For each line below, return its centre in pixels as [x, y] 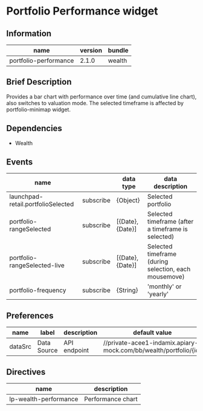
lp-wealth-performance [44, 399]
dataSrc [21, 347]
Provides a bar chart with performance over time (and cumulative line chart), [101, 96]
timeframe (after [170, 222]
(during [158, 262]
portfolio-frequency [38, 290]
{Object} [128, 201]
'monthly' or [164, 286]
